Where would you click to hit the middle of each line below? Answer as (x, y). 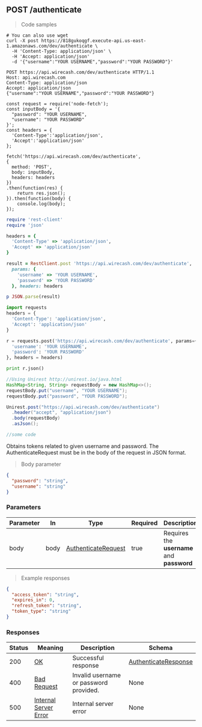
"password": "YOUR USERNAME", (49, 114)
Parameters (23, 508)
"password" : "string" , (40, 480)
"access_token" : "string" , (45, 595)
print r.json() (25, 369)
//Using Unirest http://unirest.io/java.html (64, 379)
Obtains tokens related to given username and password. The (83, 446)
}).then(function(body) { (38, 198)
